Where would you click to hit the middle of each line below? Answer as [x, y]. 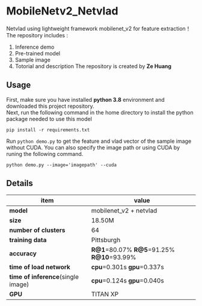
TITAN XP [105, 294]
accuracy [23, 253]
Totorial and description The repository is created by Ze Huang [93, 66]
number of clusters [37, 230]
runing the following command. [45, 154]
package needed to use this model [49, 119]
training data [28, 240]
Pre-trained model [38, 53]
